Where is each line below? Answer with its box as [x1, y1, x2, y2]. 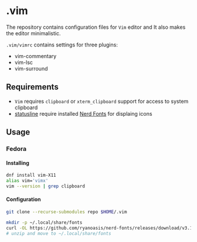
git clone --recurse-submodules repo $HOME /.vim [6, 209, 127, 215]
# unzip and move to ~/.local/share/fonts [6, 230, 111, 236]
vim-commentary [14, 52, 57, 59]
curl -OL [6, 225, 28, 231]
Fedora [6, 145, 27, 153]
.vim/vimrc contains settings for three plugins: [6, 41, 118, 48]
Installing [6, 159, 29, 166]
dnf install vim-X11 [6, 172, 57, 179]
